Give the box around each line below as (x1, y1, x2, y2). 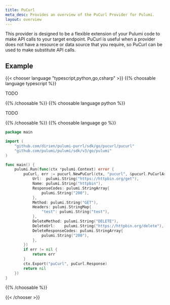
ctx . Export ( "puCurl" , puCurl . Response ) (23, 261, 108, 266)
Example (5, 61, 33, 70)
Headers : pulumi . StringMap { (32, 205, 92, 210)
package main (5, 130, 33, 135)
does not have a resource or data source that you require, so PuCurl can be (5, 42, 163, 48)
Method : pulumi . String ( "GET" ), (32, 200, 99, 205)
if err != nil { (23, 247, 58, 252)
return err (32, 252, 56, 257)
